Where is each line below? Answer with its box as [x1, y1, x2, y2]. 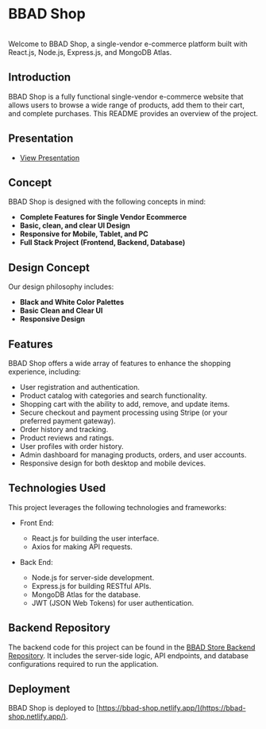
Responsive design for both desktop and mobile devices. [19, 458, 206, 468]
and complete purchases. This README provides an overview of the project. [8, 108, 258, 118]
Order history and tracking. [19, 425, 109, 434]
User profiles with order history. [19, 442, 125, 450]
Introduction [8, 71, 71, 84]
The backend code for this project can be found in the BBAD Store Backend [8, 642, 256, 652]
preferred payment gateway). [19, 416, 117, 426]
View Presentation [19, 153, 80, 162]
